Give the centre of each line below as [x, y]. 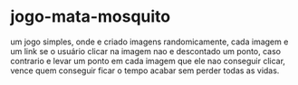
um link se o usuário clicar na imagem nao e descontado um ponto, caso [146, 51]
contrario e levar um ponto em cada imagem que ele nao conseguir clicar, [148, 61]
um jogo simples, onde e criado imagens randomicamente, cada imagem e [149, 42]
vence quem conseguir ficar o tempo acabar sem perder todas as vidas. [145, 71]
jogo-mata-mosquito [91, 17]
